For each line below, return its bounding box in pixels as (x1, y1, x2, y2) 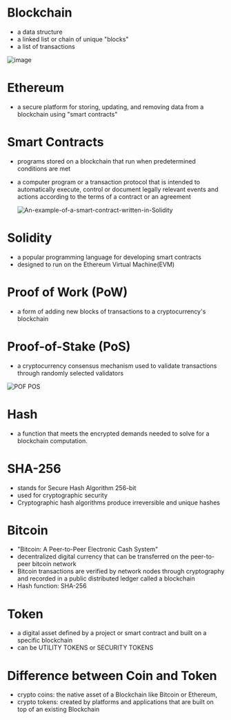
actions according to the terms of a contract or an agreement (17, 192, 192, 201)
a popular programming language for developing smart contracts (17, 253, 202, 261)
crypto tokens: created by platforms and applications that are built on (17, 698, 214, 706)
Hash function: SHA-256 (17, 582, 88, 590)
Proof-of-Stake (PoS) (7, 338, 131, 354)
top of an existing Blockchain (17, 706, 100, 714)
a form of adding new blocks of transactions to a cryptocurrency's (17, 307, 206, 315)
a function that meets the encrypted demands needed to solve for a (17, 429, 210, 438)
